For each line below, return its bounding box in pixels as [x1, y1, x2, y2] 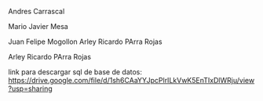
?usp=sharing [8, 84, 53, 93]
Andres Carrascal [8, 7, 65, 16]
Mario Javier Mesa [8, 22, 68, 31]
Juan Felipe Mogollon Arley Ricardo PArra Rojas [8, 37, 163, 46]
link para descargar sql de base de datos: [8, 67, 143, 77]
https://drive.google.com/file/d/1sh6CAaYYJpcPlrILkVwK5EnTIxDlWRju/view [8, 76, 255, 85]
